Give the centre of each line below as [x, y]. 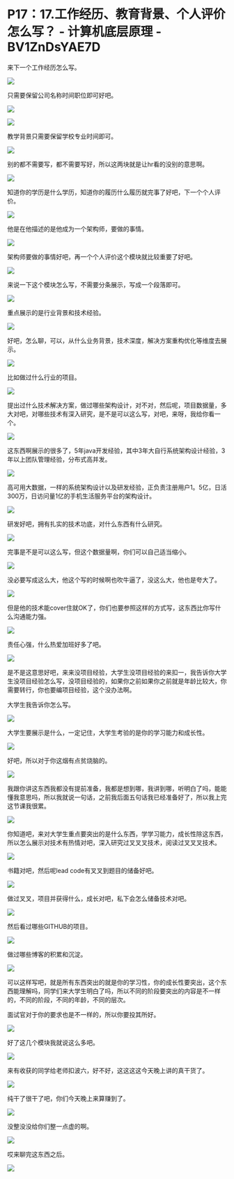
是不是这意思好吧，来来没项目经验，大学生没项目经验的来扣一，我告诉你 [111, 672]
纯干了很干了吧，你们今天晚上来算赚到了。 [68, 1098]
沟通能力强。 [31, 616]
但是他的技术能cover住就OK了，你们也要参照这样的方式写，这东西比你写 [111, 608]
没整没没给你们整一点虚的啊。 [50, 1126]
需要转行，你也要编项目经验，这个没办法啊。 [71, 689]
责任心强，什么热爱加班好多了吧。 [56, 644]
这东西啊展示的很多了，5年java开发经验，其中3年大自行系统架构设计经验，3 [116, 451]
